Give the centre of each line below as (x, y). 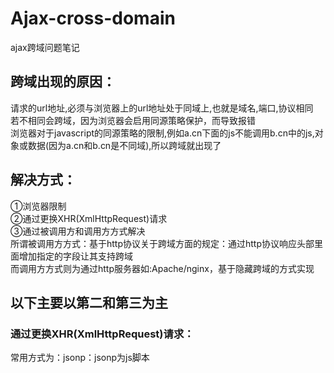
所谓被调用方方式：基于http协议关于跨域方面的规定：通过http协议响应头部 (162, 243)
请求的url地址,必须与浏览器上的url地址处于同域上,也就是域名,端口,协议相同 (162, 108)
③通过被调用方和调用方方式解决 (78, 231)
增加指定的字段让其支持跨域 (75, 256)
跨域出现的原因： (63, 82)
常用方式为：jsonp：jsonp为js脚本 (80, 358)
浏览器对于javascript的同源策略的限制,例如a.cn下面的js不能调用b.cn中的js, (162, 133)
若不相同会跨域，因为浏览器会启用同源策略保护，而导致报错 (133, 120)
